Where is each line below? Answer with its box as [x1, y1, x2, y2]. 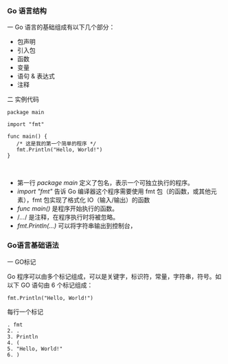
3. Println [7, 333, 38, 340]
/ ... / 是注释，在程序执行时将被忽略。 [16, 213, 119, 222]
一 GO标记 [7, 257, 36, 266]
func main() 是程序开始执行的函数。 [16, 204, 119, 213]
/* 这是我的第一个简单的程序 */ [16, 140, 97, 147]
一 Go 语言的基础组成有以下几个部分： [7, 23, 115, 32]
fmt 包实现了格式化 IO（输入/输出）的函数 [32, 196, 150, 204]
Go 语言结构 [7, 6, 47, 15]
